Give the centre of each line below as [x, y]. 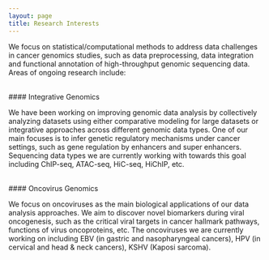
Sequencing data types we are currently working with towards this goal [128, 156]
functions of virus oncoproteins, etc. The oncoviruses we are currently [126, 230]
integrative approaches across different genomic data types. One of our [128, 130]
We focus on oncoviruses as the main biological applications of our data [129, 204]
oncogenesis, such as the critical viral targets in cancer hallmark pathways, [134, 221]
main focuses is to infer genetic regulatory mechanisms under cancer [124, 138]
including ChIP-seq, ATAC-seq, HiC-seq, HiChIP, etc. [96, 164]
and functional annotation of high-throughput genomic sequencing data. [129, 64]
